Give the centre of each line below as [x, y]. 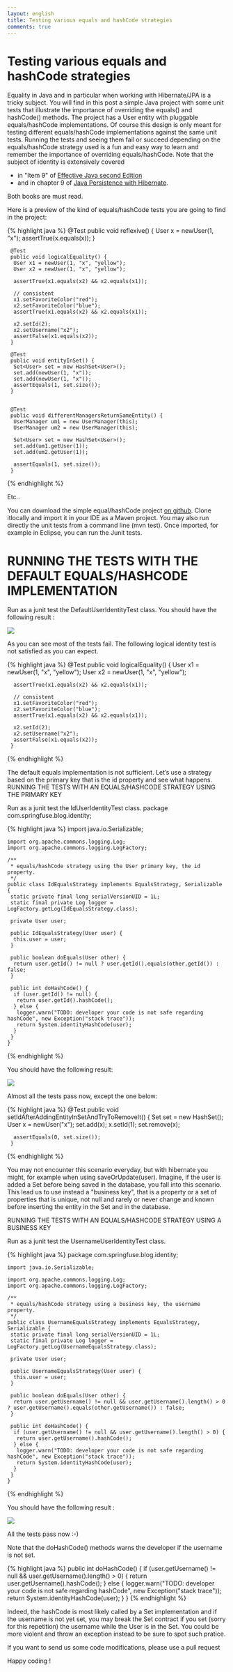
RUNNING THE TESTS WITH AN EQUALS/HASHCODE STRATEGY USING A [114, 1220]
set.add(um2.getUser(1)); [51, 453]
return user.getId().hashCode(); [65, 1001]
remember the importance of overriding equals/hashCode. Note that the [110, 155]
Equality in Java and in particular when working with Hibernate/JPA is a [109, 96]
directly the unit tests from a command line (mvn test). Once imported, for [113, 525]
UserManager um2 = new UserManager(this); [76, 428]
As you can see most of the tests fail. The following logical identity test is [112, 644]
